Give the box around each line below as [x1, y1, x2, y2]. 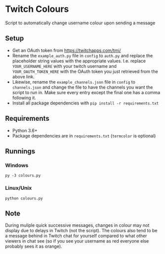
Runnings [5, 147, 36, 155]
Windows [5, 162, 29, 169]
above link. [12, 73, 35, 80]
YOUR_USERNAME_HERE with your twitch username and [12, 63, 117, 69]
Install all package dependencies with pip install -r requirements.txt [12, 100, 159, 106]
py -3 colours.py [5, 173, 41, 178]
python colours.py [5, 196, 43, 201]
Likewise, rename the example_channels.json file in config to [12, 79, 136, 85]
